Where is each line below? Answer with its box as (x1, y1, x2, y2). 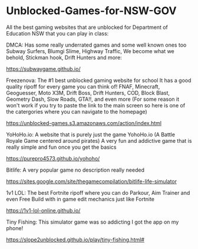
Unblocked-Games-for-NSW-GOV (6, 4, 177, 18)
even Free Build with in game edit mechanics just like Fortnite (6, 195, 155, 202)
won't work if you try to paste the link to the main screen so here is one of (6, 101, 186, 109)
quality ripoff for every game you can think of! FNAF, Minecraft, (6, 83, 160, 90)
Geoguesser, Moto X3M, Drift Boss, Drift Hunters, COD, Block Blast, (6, 89, 170, 96)
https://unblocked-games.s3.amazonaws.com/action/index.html (6, 119, 162, 126)
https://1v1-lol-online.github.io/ (6, 207, 81, 214)
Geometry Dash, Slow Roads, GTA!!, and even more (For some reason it (6, 96, 180, 103)
